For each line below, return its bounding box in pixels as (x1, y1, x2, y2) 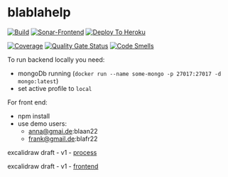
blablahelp (7, 4, 71, 21)
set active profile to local (17, 84, 92, 92)
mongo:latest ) (17, 76, 59, 85)
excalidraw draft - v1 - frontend (7, 161, 99, 171)
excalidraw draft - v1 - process (7, 148, 97, 156)
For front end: (7, 97, 48, 107)
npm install (17, 112, 50, 120)
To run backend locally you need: (7, 55, 105, 64)
